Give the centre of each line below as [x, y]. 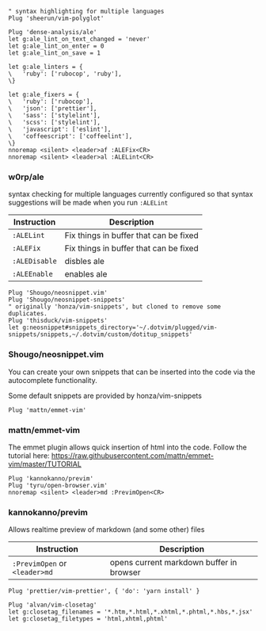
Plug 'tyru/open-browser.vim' [58, 485]
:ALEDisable [35, 261]
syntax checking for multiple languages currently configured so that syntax [131, 194]
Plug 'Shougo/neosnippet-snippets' [67, 300]
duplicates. [28, 314]
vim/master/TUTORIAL [45, 464]
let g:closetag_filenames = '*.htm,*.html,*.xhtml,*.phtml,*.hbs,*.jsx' [131, 612]
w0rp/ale [27, 177]
